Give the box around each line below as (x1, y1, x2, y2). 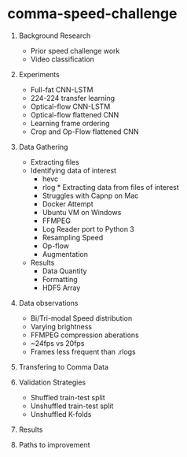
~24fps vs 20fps (30, 338, 85, 347)
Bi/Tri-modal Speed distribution (30, 313, 133, 323)
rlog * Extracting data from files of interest (42, 182, 180, 191)
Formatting (42, 274, 78, 284)
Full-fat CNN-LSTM (30, 84, 93, 95)
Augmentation (42, 249, 88, 258)
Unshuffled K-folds (30, 409, 92, 418)
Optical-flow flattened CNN (30, 110, 119, 119)
